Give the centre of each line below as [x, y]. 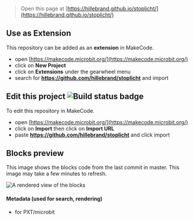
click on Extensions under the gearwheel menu [73, 71]
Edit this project [36, 97]
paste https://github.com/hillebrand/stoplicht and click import [92, 135]
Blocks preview [35, 153]
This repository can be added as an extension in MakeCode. [80, 47]
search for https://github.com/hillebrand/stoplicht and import [91, 78]
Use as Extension [39, 33]
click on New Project [40, 65]
